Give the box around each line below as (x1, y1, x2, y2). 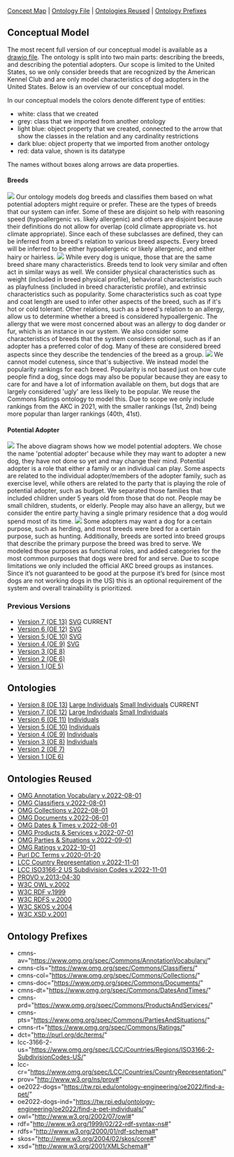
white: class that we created (17, 109, 99, 118)
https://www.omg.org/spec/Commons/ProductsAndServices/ (34, 1000, 211, 1009)
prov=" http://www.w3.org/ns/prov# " (17, 1075, 122, 1083)
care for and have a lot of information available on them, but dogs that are (7, 380, 219, 388)
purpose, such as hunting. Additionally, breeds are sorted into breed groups (7, 532, 226, 541)
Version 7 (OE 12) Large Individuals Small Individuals (17, 708, 168, 716)
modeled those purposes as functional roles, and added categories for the (7, 547, 221, 555)
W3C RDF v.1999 (17, 888, 66, 896)
